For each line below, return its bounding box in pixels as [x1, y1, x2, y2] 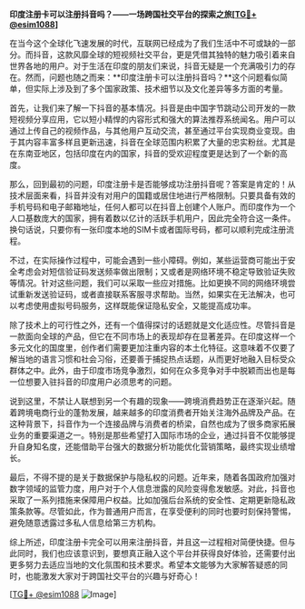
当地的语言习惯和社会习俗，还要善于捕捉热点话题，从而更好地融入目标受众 [16, 354, 296, 364]
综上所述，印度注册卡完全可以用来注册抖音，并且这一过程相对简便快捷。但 [9, 536, 288, 547]
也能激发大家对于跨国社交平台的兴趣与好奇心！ [25, 571, 201, 581]
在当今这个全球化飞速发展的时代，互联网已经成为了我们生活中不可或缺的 [9, 38, 280, 48]
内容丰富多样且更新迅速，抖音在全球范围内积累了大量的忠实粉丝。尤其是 [25, 136, 296, 147]
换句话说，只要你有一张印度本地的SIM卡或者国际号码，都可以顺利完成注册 [9, 225, 287, 235]
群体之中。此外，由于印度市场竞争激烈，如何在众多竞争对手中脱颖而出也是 [9, 365, 288, 375]
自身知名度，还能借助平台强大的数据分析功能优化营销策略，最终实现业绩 [16, 441, 288, 452]
